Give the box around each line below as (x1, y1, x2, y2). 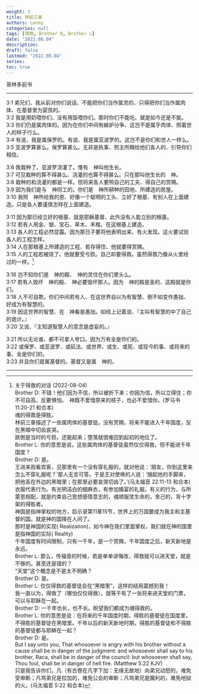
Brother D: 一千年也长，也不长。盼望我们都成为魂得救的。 (14, 604, 156, 612)
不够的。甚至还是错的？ (14, 560, 72, 567)
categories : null (6, 25, 49, 31)
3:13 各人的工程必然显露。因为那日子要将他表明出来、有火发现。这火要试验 (6, 228, 189, 235)
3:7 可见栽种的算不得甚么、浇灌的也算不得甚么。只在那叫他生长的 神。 (6, 171, 182, 178)
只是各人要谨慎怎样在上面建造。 (16, 201, 95, 208)
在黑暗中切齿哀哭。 (14, 426, 62, 434)
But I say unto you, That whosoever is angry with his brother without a (14, 641, 186, 648)
